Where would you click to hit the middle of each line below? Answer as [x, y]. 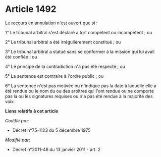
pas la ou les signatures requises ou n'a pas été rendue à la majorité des [79, 96]
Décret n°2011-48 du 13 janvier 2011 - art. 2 [56, 149]
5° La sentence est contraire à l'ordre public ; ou [54, 76]
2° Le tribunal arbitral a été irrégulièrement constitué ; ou [63, 42]
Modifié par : [18, 140]
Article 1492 [31, 9]
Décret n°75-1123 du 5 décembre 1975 [51, 130]
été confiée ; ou [21, 57]
